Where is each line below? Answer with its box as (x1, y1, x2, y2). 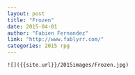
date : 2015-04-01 (7, 23, 58, 30)
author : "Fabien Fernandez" (7, 29, 89, 37)
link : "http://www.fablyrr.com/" (7, 36, 104, 43)
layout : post (7, 10, 45, 17)
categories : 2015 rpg (7, 42, 70, 49)
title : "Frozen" (7, 17, 54, 24)
